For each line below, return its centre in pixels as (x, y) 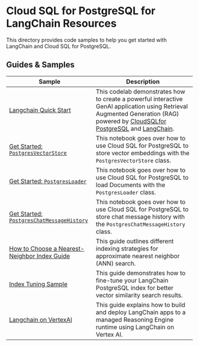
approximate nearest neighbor (138, 256)
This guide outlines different (135, 241)
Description (143, 81)
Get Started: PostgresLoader (48, 181)
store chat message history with (140, 216)
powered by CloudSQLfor (131, 121)
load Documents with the (131, 185)
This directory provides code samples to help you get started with (86, 40)
